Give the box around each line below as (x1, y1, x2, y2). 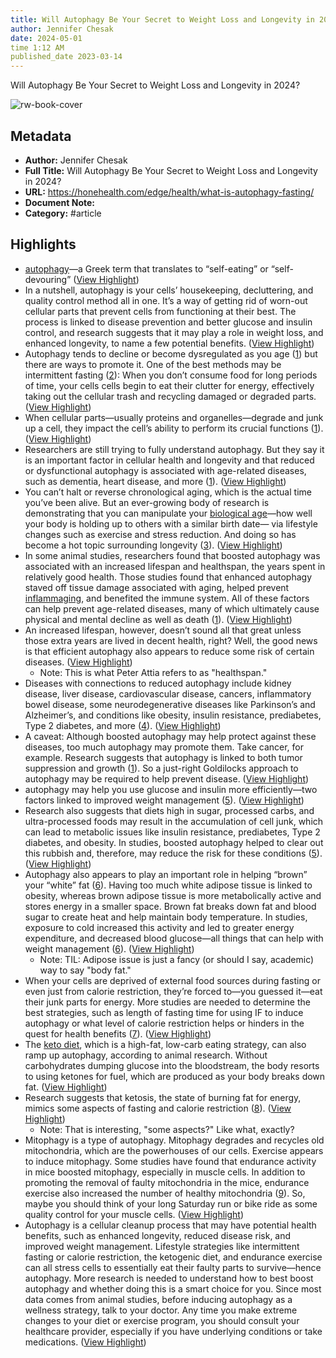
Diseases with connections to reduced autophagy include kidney (24, 677, 292, 689)
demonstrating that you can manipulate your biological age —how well (24, 507, 313, 519)
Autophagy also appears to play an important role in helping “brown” (24, 868, 308, 880)
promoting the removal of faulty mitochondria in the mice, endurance (24, 1176, 310, 1188)
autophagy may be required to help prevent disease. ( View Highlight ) (24, 772, 310, 785)
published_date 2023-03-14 (10, 52, 123, 62)
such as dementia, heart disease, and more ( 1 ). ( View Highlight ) (24, 475, 287, 487)
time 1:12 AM (10, 42, 65, 53)
